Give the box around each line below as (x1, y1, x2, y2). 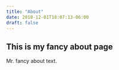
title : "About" (6, 8, 44, 15)
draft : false (6, 20, 39, 26)
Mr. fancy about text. (6, 58, 58, 65)
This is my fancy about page (6, 42, 113, 52)
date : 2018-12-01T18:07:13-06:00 (6, 14, 89, 20)
